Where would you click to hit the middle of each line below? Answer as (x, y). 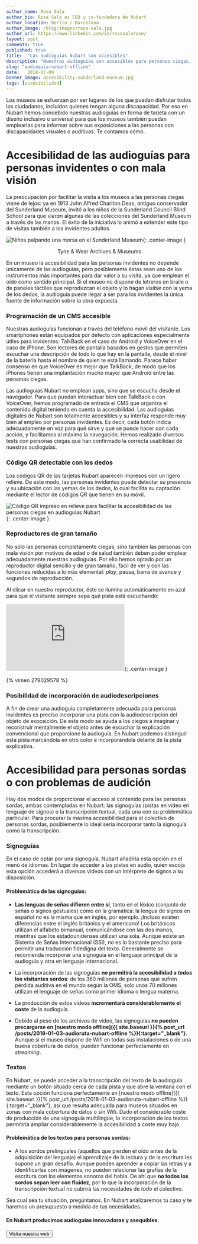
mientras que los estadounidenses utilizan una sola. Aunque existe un (100, 936)
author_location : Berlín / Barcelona (53, 22)
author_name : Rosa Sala (35, 12)
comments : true (25, 45)
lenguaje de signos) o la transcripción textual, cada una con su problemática (99, 812)
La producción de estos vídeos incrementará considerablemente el (98, 1003)
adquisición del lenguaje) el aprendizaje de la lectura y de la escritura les (103, 1158)
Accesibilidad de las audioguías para (98, 155)
